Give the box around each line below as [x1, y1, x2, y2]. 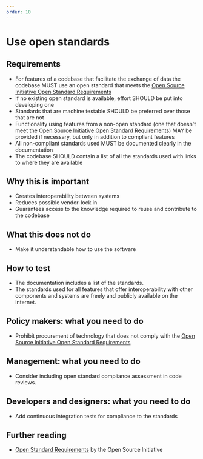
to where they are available [15, 159, 83, 166]
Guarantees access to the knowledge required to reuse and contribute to [15, 206, 197, 213]
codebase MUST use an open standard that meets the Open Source [15, 81, 185, 89]
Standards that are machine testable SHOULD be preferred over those [15, 107, 190, 115]
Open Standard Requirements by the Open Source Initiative [15, 446, 163, 454]
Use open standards [6, 35, 110, 49]
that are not [15, 113, 44, 121]
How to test [6, 263, 50, 273]
